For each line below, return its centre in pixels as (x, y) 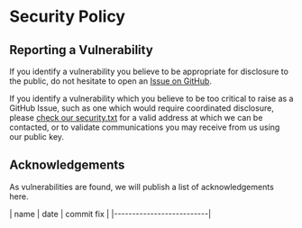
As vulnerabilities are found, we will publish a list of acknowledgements (142, 187)
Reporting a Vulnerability (81, 50)
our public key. (37, 137)
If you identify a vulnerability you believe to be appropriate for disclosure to (149, 71)
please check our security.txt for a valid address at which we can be (136, 118)
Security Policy (68, 17)
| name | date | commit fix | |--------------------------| (110, 214)
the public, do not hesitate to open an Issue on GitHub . (110, 81)
